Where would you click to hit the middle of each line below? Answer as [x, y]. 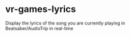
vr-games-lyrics [41, 9]
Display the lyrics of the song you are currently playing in [65, 23]
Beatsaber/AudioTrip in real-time [40, 28]
